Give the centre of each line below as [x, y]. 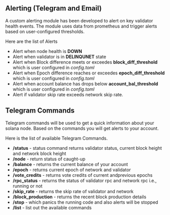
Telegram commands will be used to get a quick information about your [80, 123]
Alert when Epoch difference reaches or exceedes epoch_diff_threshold [89, 73]
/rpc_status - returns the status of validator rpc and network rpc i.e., [84, 180]
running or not [27, 186]
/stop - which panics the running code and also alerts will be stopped [85, 202]
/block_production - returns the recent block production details [79, 197]
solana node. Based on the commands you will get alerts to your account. [82, 128]
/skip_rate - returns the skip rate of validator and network [73, 191]
